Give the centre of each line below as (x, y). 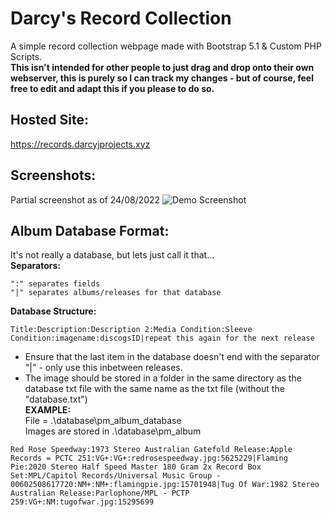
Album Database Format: (90, 230)
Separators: (36, 266)
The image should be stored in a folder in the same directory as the (163, 378)
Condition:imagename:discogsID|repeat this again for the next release (162, 338)
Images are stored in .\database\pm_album (113, 431)
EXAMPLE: (48, 410)
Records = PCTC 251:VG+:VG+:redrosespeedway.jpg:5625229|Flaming (149, 458)
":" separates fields (55, 284)
